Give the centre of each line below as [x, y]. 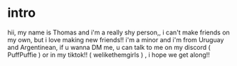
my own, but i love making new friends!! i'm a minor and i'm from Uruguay [116, 39]
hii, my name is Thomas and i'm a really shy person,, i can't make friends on [118, 32]
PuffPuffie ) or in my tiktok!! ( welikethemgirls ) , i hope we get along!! [109, 55]
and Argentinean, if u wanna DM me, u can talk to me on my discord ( [109, 47]
